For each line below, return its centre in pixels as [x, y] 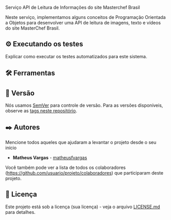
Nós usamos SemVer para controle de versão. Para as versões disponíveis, [84, 105]
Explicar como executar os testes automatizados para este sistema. [76, 56]
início [11, 148]
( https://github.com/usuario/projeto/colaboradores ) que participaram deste [84, 173]
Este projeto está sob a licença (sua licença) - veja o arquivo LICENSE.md [83, 207]
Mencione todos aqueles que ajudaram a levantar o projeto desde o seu [81, 142]
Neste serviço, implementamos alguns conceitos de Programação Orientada [86, 17]
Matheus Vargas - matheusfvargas [50, 157]
